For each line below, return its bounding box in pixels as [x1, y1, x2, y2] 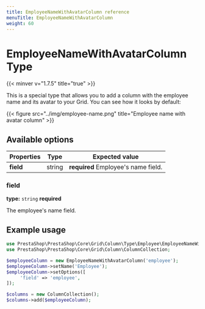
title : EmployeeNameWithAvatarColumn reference [6, 9, 130, 15]
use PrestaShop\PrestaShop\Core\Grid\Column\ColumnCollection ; [6, 247, 171, 253]
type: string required [6, 195, 62, 203]
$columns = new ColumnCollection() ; [6, 291, 99, 297]
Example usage [6, 225, 66, 235]
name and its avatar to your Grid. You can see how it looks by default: [6, 99, 181, 106]
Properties [9, 152, 41, 161]
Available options [6, 134, 74, 144]
